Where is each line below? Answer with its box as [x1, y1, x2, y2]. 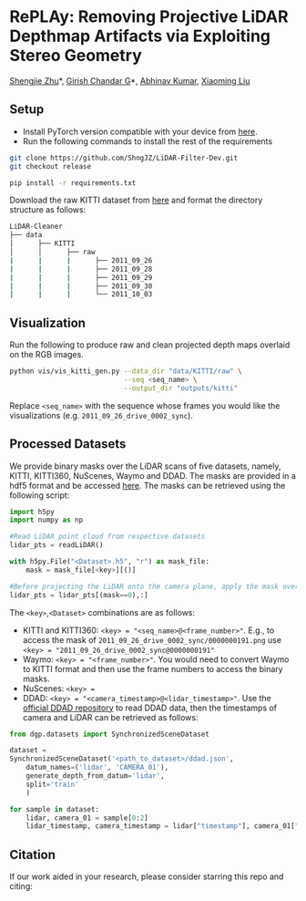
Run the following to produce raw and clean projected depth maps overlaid [9, 339, 291, 350]
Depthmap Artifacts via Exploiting [9, 26, 271, 47]
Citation [9, 846, 56, 863]
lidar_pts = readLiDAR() [9, 541, 104, 550]
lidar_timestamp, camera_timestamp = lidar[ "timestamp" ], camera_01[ [25, 822, 296, 831]
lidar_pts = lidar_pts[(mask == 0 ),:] [9, 590, 148, 599]
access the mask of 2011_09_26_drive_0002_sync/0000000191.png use [22, 634, 282, 645]
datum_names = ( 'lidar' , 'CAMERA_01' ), [25, 763, 169, 772]
